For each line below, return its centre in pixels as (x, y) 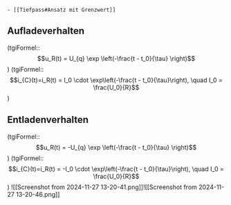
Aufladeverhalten (46, 31)
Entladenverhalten (48, 120)
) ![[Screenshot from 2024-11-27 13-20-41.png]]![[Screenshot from (102, 187)
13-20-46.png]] (38, 194)
